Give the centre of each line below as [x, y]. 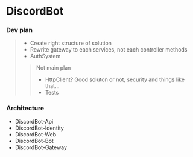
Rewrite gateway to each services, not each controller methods [109, 50]
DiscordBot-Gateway [41, 147]
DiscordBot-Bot [34, 141]
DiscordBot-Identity [40, 128]
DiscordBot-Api [34, 121]
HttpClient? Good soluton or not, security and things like [115, 79]
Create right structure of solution [71, 43]
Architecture [25, 109]
